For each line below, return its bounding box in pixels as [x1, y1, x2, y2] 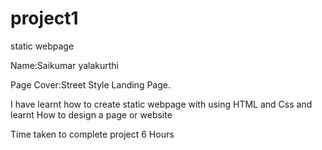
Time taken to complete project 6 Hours [10, 128, 175, 140]
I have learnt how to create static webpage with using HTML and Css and [10, 98, 313, 110]
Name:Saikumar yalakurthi [10, 59, 120, 71]
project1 [10, 7, 79, 30]
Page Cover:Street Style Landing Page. [10, 78, 171, 91]
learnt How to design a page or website [10, 108, 173, 121]
